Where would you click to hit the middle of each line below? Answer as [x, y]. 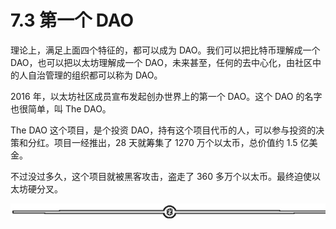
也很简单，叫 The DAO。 [61, 108]
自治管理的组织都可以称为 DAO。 [95, 75]
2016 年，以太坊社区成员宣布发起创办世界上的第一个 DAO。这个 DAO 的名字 [166, 96]
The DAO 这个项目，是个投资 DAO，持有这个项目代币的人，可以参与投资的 [163, 130]
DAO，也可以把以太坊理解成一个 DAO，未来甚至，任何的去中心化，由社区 [161, 62]
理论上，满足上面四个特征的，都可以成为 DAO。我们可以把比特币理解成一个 [165, 50]
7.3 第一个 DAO [72, 20]
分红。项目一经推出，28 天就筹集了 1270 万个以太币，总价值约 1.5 [162, 142]
